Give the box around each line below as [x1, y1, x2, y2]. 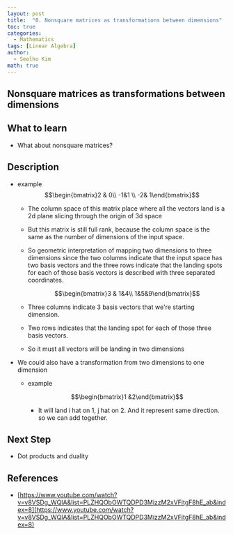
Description [7, 161, 59, 173]
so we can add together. [38, 413, 108, 422]
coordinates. [27, 276, 64, 284]
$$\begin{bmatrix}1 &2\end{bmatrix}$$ [70, 392, 184, 401]
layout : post [7, 10, 45, 17]
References [7, 472, 58, 484]
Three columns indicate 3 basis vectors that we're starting [27, 303, 195, 311]
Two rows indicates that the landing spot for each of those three [27, 324, 212, 332]
